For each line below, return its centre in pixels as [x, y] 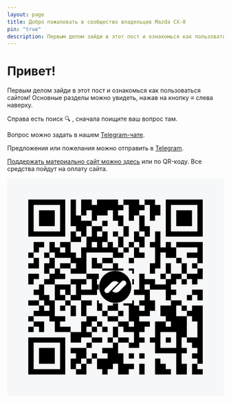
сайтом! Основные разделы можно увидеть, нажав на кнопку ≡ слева [110, 98]
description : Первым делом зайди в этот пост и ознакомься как [100, 37]
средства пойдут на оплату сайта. [57, 169]
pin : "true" [24, 29]
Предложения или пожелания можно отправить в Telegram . [96, 148]
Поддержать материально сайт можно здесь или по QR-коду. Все [104, 161]
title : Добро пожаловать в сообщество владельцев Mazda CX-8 [97, 22]
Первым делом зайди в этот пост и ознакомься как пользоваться [104, 90]
